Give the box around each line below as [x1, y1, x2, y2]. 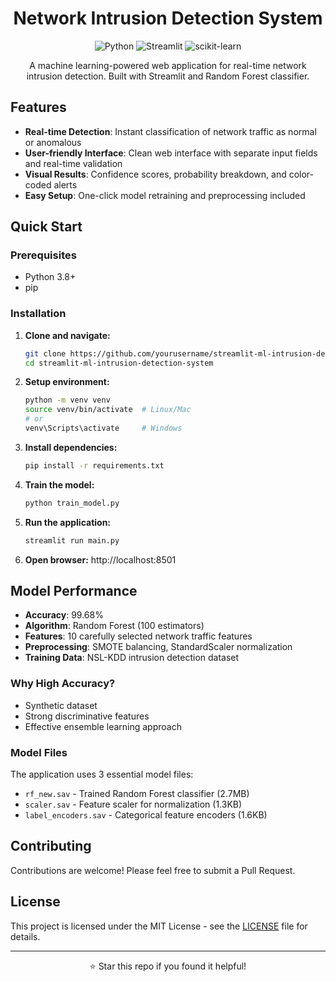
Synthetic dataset [24, 699, 98, 711]
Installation [10, 307, 67, 321]
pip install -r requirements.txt [24, 460, 165, 471]
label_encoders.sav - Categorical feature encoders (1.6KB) [24, 809, 268, 821]
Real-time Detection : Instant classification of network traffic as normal [24, 125, 317, 137]
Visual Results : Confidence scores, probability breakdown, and [24, 168, 287, 180]
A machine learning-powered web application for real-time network [29, 59, 307, 71]
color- [288, 168, 315, 180]
